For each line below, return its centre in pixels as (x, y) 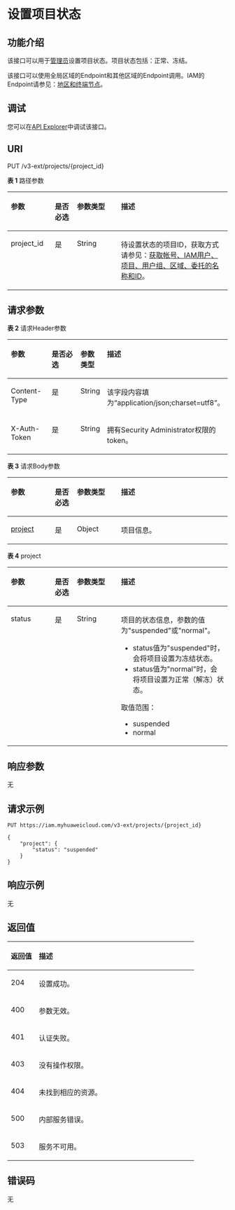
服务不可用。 (60, 1146)
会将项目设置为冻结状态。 (175, 659)
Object (88, 529)
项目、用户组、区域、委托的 (166, 266)
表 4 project (24, 556)
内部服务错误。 (64, 1120)
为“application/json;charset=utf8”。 (166, 403)
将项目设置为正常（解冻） (175, 680)
